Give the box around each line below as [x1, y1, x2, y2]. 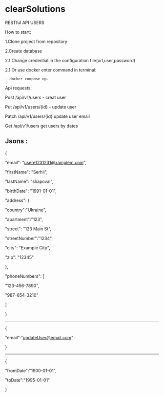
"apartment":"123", [5, 216, 43, 222]
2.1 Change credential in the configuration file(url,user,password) [5, 57, 136, 63]
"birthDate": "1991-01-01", [5, 188, 57, 194]
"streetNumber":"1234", [5, 235, 53, 241]
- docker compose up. [5, 76, 49, 81]
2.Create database [5, 48, 42, 54]
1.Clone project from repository [5, 38, 67, 44]
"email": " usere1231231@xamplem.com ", [5, 159, 87, 165]
